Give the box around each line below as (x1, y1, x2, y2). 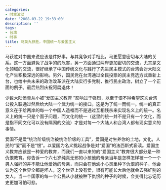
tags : (5, 26, 16, 31)
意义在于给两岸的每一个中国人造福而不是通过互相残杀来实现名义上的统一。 (5, 107, 157, 113)
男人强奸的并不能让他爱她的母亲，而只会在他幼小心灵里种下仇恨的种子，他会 (5, 161, 161, 167)
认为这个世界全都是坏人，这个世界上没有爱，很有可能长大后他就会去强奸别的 (5, 167, 161, 173)
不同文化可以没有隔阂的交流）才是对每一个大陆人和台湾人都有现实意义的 (13, 119, 161, 125)
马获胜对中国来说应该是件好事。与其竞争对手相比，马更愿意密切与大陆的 (5, 53, 152, 59)
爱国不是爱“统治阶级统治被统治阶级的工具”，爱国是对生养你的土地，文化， (5, 136, 157, 142)
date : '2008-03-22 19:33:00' (5, 16, 65, 21)
